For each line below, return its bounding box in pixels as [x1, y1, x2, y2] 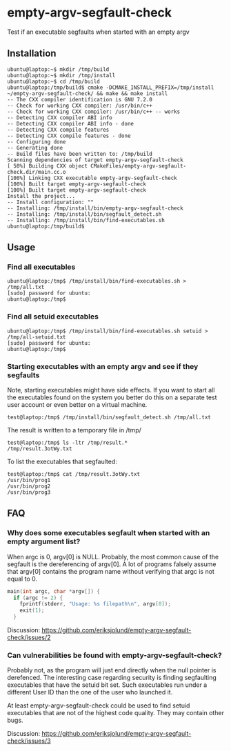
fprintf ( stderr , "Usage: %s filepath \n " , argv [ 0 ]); [19, 601, 171, 608]
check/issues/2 [7, 633, 51, 642]
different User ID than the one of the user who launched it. [7, 688, 173, 697]
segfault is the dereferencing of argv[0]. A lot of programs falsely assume [7, 560, 217, 568]
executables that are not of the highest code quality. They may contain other [7, 709, 224, 717]
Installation [7, 48, 57, 59]
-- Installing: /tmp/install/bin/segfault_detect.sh [7, 210, 162, 218]
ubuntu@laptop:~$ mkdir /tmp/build [7, 66, 110, 73]
